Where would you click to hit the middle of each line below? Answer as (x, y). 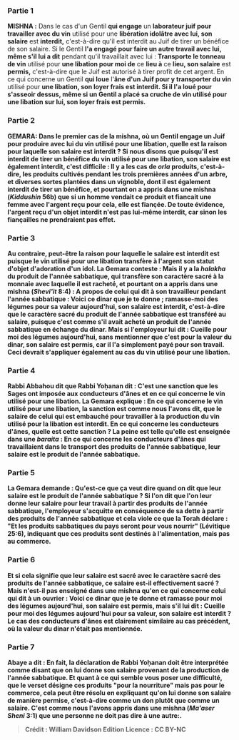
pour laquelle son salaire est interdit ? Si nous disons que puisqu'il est (113, 151)
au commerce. (29, 542)
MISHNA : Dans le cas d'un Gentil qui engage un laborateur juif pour (110, 26)
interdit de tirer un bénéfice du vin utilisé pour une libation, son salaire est (119, 158)
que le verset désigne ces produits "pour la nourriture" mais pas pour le (116, 685)
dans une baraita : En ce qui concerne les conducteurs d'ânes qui (107, 439)
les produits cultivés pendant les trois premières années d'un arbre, (125, 174)
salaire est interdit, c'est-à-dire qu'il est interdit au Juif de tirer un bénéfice (118, 41)
